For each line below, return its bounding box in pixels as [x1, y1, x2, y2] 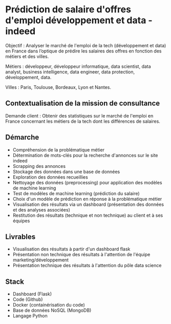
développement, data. [5, 74, 52, 80]
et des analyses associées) [12, 206, 70, 213]
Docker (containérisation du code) [12, 302, 85, 308]
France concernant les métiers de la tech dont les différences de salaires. [5, 118, 160, 124]
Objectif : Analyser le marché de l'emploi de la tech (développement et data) [5, 42, 166, 48]
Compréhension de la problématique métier [12, 146, 105, 153]
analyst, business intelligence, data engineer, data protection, [5, 68, 135, 75]
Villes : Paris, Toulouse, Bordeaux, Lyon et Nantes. [5, 84, 112, 90]
